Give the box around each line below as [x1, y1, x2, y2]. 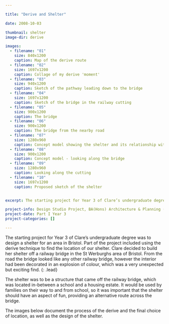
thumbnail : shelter [5, 30, 46, 35]
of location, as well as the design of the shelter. [5, 313, 103, 319]
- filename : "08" [10, 147, 46, 152]
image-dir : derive [5, 35, 44, 40]
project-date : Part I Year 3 [5, 212, 66, 217]
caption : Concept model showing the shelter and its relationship [14, 142, 156, 147]
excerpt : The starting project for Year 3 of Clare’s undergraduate [5, 198, 152, 203]
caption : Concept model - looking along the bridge [14, 156, 125, 161]
